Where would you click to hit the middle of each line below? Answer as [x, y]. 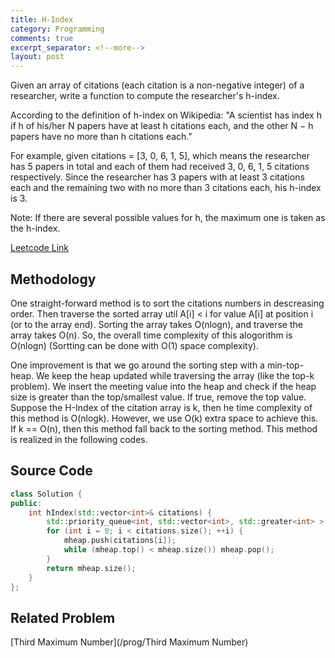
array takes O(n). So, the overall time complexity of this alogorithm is [151, 335]
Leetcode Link [40, 248]
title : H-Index [42, 19]
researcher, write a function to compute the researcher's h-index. [145, 96]
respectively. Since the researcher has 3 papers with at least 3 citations [157, 177]
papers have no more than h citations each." [101, 137]
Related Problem [63, 617]
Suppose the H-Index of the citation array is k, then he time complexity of [161, 407]
